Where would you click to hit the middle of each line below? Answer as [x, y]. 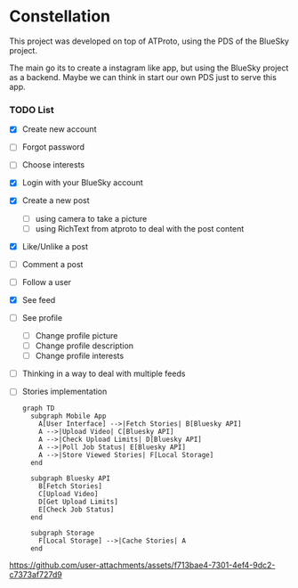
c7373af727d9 [36, 575]
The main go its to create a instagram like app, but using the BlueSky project [149, 68]
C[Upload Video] [68, 494]
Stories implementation [64, 392]
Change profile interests [80, 356]
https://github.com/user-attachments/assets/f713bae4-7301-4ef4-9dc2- [142, 565]
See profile [42, 317]
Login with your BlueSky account [83, 183]
